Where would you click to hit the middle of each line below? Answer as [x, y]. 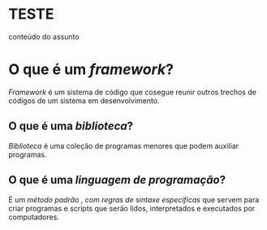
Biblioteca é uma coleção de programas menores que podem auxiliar [124, 145]
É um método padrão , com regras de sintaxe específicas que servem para [134, 199]
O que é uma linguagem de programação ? [117, 180]
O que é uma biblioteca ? [71, 126]
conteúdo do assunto [44, 37]
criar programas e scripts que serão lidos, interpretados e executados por [132, 208]
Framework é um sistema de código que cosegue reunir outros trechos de [133, 92]
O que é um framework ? [91, 69]
